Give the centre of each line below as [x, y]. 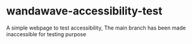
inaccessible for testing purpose [46, 34]
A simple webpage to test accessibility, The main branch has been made [96, 28]
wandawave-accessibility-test [84, 11]
